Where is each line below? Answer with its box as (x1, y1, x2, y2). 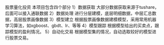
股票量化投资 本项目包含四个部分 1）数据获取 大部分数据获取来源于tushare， (5, 4, 160, 10)
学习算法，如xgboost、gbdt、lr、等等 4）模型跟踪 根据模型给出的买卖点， (5, 22, 155, 28)
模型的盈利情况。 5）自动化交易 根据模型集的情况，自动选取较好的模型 (9, 29, 152, 34)
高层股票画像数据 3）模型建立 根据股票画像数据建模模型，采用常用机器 (13, 17, 157, 22)
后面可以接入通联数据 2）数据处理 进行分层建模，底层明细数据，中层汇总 (5, 10, 152, 16)
